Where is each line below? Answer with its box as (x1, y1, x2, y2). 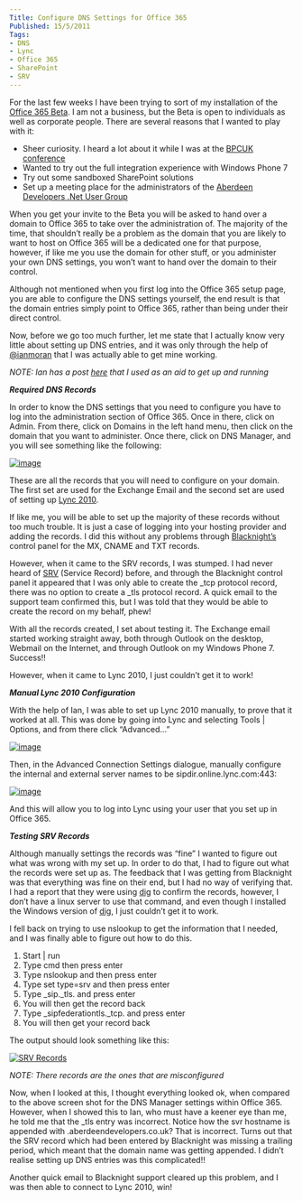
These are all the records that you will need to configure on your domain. (9, 475, 280, 486)
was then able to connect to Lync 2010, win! (9, 1181, 173, 1192)
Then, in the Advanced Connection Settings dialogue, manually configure (9, 759, 282, 769)
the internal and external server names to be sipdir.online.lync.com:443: (9, 768, 278, 779)
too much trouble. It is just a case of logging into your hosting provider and (9, 521, 287, 532)
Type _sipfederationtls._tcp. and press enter (22, 1008, 186, 1019)
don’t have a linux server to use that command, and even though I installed (9, 896, 287, 907)
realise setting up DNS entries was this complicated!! (9, 1154, 206, 1165)
